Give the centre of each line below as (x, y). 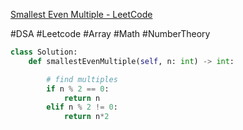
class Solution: (44, 52)
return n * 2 (86, 117)
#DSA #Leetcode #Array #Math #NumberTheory (110, 33)
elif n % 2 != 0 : (82, 107)
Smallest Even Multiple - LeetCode (81, 14)
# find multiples (82, 79)
